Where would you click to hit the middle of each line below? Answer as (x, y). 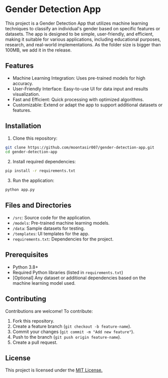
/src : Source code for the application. (52, 217)
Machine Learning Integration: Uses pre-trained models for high (79, 78)
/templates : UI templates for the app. (51, 233)
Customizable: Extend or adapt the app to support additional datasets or (88, 105)
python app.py (20, 190)
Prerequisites (27, 255)
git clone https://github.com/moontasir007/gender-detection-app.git (80, 147)
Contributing (26, 299)
